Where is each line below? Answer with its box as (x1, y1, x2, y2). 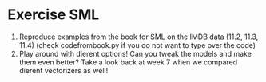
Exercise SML (7, 6, 100, 24)
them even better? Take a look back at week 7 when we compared (18, 57, 238, 67)
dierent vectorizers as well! (18, 65, 109, 75)
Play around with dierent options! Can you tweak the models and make (18, 49, 252, 58)
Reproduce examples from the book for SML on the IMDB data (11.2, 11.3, (18, 32, 259, 41)
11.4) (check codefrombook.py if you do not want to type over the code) (18, 40, 256, 49)
